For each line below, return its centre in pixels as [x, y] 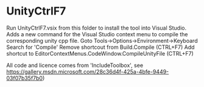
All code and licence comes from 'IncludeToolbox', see [75, 65]
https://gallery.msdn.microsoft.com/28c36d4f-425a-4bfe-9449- [88, 71]
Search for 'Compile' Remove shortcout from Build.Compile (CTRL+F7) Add [100, 47]
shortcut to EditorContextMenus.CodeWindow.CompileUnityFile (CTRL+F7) [100, 53]
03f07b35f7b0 [25, 78]
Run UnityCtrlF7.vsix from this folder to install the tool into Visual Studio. [97, 28]
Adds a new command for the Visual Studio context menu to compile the [97, 34]
